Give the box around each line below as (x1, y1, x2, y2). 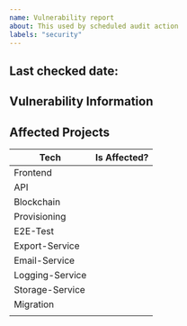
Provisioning (13, 210, 67, 222)
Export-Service (13, 240, 80, 252)
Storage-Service (13, 283, 85, 295)
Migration (13, 298, 55, 311)
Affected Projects (9, 124, 111, 140)
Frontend (13, 166, 52, 178)
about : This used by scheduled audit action (9, 22, 179, 31)
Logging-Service (13, 268, 87, 281)
